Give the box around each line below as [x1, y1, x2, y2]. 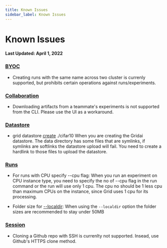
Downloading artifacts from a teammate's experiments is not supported [12, 103, 160, 109]
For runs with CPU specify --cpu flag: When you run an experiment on [12, 172, 157, 178]
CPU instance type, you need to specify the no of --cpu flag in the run [12, 178, 157, 184]
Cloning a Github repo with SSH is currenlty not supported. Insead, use [12, 232, 159, 238]
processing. [12, 194, 37, 200]
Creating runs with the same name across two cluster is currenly [12, 74, 146, 80]
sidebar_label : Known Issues [5, 12, 66, 17]
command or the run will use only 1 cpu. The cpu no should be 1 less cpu [12, 183, 162, 189]
